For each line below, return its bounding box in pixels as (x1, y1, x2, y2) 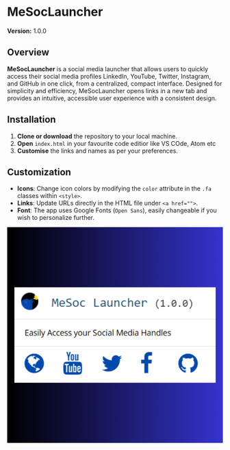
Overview (7, 47, 50, 58)
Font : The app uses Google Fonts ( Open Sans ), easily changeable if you (16, 206, 217, 214)
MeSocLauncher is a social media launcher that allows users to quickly (7, 64, 209, 73)
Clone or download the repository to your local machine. (16, 132, 178, 140)
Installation (7, 114, 56, 125)
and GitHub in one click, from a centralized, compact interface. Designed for (7, 79, 222, 88)
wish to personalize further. (16, 214, 94, 222)
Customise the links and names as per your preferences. (16, 147, 178, 155)
